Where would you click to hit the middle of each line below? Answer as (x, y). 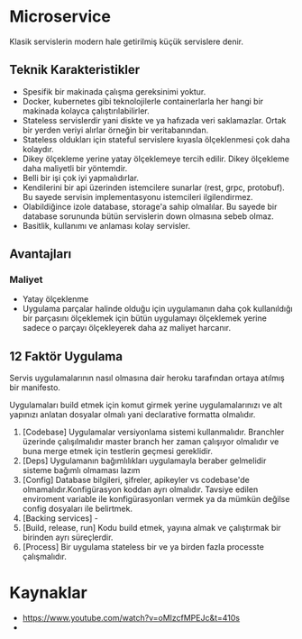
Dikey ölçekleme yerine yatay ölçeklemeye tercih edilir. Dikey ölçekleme (156, 159)
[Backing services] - (60, 518)
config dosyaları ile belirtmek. (78, 509)
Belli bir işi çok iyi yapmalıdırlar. (81, 178)
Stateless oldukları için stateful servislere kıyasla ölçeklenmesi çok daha (156, 139)
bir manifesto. (35, 388)
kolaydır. (38, 149)
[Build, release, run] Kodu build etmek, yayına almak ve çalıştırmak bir (151, 528)
